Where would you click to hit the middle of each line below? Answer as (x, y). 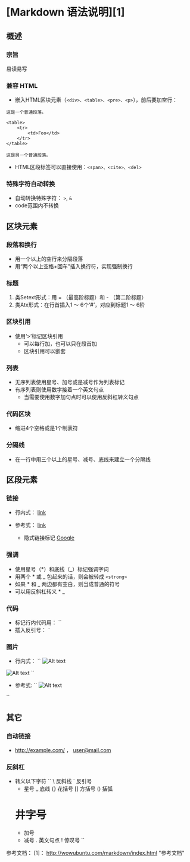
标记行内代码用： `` (38, 622)
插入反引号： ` (32, 630)
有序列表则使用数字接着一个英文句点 (59, 389)
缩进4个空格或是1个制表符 (46, 428)
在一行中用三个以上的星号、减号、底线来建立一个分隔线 (82, 459)
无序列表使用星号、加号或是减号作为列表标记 (70, 382)
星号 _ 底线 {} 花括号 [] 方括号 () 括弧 (68, 789)
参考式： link (30, 525)
